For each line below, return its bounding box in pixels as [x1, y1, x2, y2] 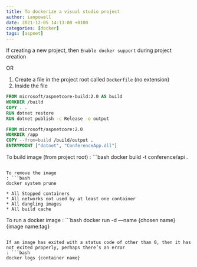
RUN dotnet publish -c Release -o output [6, 116, 110, 122]
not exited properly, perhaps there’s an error [6, 245, 126, 250]
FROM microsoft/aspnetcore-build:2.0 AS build [6, 94, 123, 100]
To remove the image [6, 170, 57, 176]
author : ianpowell [6, 14, 51, 20]
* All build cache [6, 206, 51, 212]
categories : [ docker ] [6, 25, 60, 31]
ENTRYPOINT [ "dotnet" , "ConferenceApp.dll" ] [6, 143, 117, 149]
